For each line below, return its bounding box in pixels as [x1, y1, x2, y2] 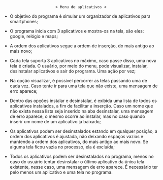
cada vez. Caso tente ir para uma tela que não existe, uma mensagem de [9, 83, 158, 89]
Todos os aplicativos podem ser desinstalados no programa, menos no [9, 153, 154, 159]
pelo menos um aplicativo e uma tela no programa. [9, 169, 113, 175]
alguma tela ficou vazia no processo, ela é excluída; [9, 144, 115, 150]
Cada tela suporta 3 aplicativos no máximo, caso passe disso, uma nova [9, 58, 157, 64]
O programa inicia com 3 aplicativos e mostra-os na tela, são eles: [9, 28, 144, 34]
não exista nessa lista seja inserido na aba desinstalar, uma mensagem [9, 108, 154, 114]
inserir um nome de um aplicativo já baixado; [9, 119, 101, 124]
